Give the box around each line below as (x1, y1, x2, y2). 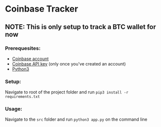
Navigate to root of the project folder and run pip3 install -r (5, 89, 129, 95)
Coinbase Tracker (5, 3, 79, 15)
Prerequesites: (5, 45, 41, 51)
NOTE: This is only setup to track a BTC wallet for (5, 23, 156, 31)
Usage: (5, 106, 23, 112)
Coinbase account (12, 56, 49, 62)
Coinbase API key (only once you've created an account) (12, 61, 126, 66)
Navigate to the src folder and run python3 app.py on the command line (5, 116, 148, 122)
